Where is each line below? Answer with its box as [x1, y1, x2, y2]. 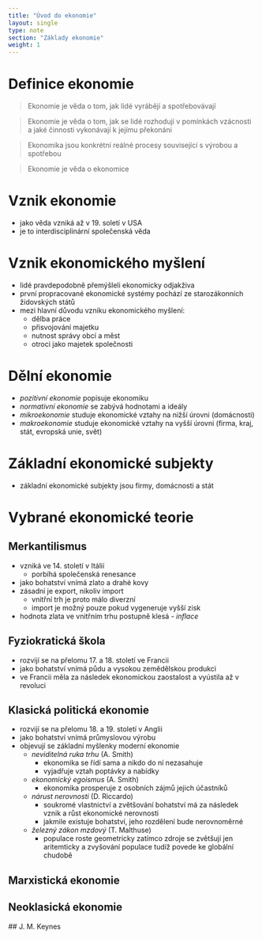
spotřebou [27, 149, 62, 158]
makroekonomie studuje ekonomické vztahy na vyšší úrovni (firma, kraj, [19, 418, 254, 428]
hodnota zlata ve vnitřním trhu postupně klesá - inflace [19, 611, 199, 621]
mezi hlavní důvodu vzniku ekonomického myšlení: [19, 306, 185, 315]
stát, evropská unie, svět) [19, 427, 103, 436]
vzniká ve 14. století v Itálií [19, 561, 105, 570]
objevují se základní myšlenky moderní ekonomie [19, 741, 180, 751]
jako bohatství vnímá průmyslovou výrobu [19, 733, 156, 743]
